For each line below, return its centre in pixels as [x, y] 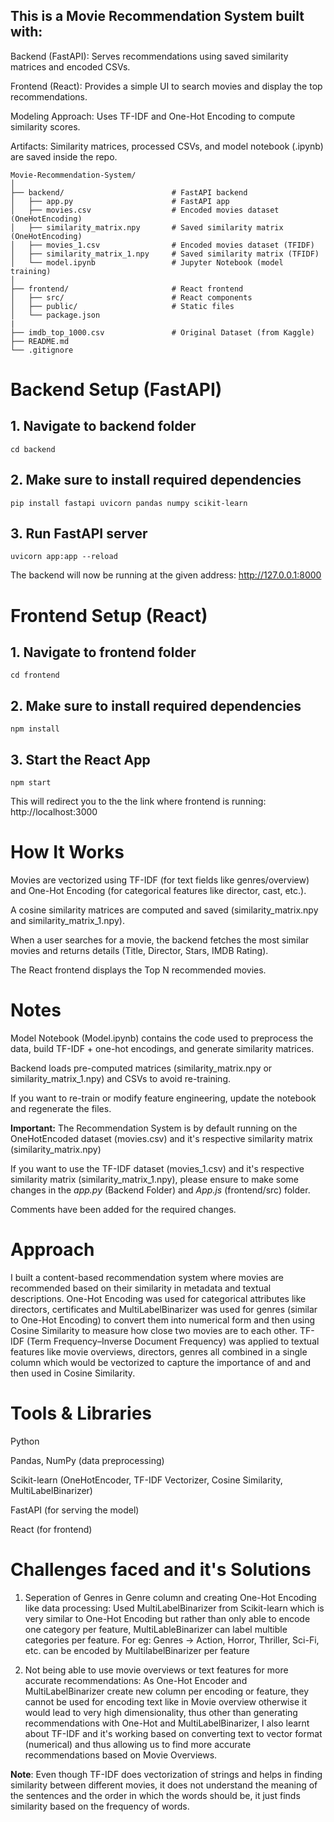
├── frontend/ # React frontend [127, 289]
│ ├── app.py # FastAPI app [120, 201]
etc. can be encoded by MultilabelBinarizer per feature [137, 1650]
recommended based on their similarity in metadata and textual [141, 1288]
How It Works [67, 852]
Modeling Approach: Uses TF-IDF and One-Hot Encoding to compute [153, 116]
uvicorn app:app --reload [64, 557]
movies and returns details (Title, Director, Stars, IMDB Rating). [139, 950]
